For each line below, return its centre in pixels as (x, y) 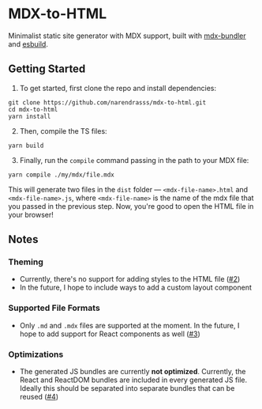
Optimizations (36, 354)
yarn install (30, 116)
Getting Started (47, 69)
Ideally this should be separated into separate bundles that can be (127, 388)
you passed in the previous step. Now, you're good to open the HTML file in (131, 206)
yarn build (26, 146)
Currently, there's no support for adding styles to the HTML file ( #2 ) (130, 279)
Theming (26, 262)
